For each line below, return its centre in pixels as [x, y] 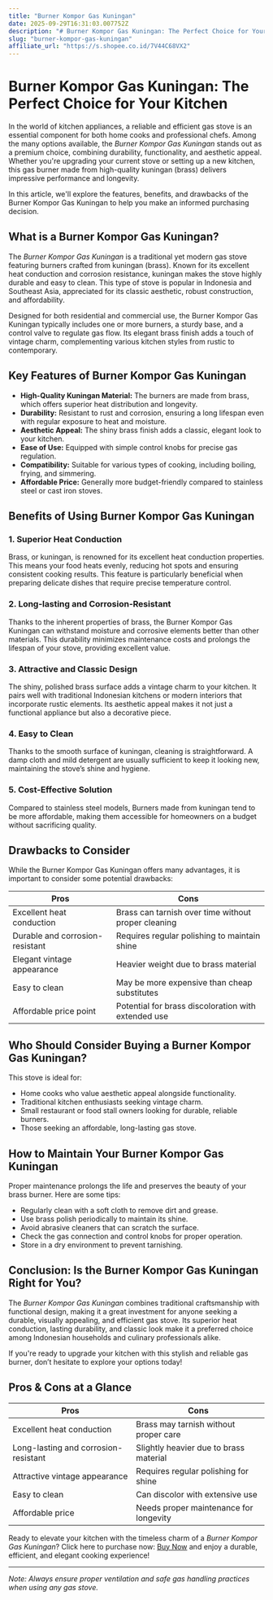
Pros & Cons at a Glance [70, 1388]
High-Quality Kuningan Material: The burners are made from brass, [134, 395]
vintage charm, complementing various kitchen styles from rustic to [122, 341]
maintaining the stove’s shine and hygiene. [79, 769]
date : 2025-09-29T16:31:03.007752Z [69, 24]
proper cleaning [147, 923]
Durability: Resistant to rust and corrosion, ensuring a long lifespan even [142, 413]
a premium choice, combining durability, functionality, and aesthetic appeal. [135, 152]
